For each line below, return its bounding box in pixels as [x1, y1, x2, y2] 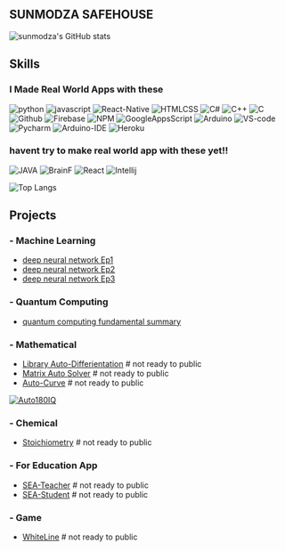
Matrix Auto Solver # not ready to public [21, 369, 169, 379]
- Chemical [9, 417, 58, 429]
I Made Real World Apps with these [9, 84, 164, 96]
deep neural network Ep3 [21, 273, 116, 284]
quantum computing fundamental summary [21, 316, 182, 327]
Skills [9, 57, 40, 72]
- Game [9, 511, 42, 523]
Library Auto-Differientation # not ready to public [21, 359, 202, 369]
